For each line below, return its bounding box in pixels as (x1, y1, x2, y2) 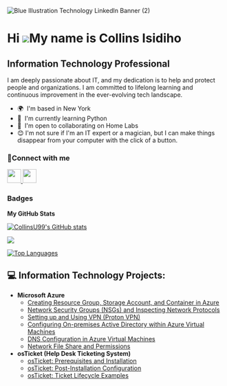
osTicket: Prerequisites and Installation (27, 357, 138, 365)
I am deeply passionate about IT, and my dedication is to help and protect (7, 76, 215, 84)
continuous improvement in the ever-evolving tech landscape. (7, 91, 183, 99)
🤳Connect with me (7, 153, 70, 163)
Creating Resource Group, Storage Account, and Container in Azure (27, 299, 219, 307)
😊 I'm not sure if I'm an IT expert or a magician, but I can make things (17, 129, 215, 137)
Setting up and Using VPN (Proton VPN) (27, 313, 141, 321)
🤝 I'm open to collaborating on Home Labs (17, 122, 139, 130)
